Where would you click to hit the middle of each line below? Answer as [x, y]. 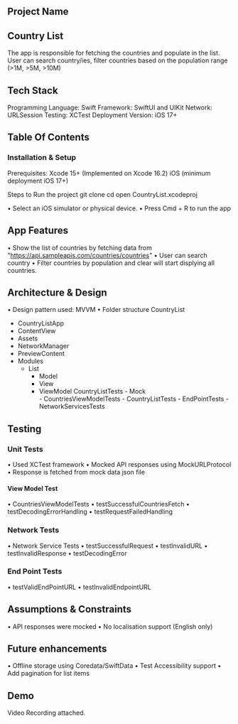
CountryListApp [41, 323]
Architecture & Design [58, 292]
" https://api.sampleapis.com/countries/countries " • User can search [107, 255]
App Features [38, 231]
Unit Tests [26, 449]
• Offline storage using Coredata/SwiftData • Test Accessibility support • [114, 666]
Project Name [38, 12]
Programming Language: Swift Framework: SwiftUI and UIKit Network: [110, 108]
